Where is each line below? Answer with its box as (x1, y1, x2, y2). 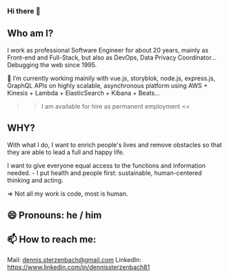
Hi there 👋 (7, 6, 41, 16)
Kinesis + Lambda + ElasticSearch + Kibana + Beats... (7, 89, 160, 97)
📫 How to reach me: (7, 234, 97, 245)
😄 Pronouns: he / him (7, 209, 102, 221)
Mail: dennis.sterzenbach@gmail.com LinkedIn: (7, 255, 141, 263)
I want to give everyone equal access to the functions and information (7, 161, 206, 169)
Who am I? (7, 28, 54, 39)
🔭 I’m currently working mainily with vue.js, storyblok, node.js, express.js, (7, 74, 216, 82)
